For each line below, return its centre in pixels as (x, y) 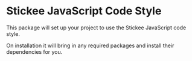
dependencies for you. (34, 51)
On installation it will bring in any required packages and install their (90, 45)
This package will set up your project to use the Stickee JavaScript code (96, 28)
